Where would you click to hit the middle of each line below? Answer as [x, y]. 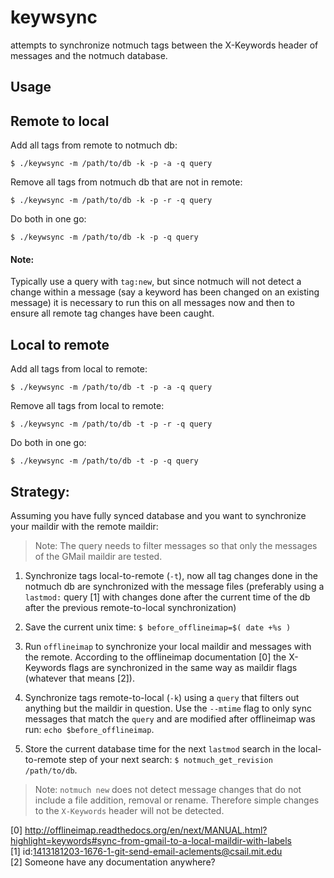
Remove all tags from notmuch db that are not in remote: [126, 182]
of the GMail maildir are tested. [98, 556]
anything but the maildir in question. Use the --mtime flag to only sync [168, 708]
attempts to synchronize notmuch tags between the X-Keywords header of [164, 45]
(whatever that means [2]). [79, 678]
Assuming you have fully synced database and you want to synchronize [158, 515]
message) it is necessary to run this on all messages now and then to [152, 303]
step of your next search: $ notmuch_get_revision [170, 759]
